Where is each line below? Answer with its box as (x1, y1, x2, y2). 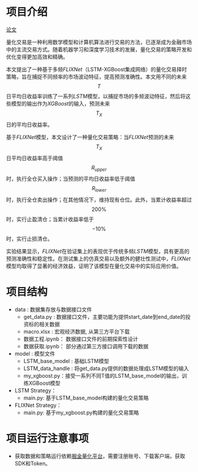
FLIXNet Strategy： (14, 402, 62, 409)
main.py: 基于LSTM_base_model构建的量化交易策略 (23, 394, 149, 401)
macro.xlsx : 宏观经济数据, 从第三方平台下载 (23, 328, 130, 335)
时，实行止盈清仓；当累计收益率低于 (6, 216, 94, 223)
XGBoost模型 (28, 379, 61, 387)
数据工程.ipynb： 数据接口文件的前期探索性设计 (23, 335, 138, 342)
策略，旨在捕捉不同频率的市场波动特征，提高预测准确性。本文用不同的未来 (6, 73, 187, 80)
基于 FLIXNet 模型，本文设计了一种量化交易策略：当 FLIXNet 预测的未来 (6, 133, 174, 140)
